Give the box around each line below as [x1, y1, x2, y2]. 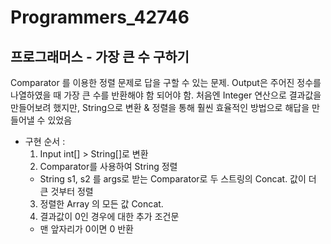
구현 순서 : [24, 136, 66, 147]
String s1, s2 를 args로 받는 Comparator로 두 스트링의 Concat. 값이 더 [39, 173, 317, 185]
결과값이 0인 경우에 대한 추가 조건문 [39, 211, 180, 222]
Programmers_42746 [10, 6, 190, 29]
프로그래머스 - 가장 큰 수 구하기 [10, 48, 190, 65]
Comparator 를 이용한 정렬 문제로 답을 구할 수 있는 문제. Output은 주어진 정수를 [10, 77, 322, 88]
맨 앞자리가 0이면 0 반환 [39, 223, 134, 235]
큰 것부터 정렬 [39, 186, 94, 197]
